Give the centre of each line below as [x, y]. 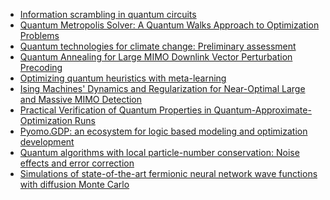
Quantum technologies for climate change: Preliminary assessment [158, 46]
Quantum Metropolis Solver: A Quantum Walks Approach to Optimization [169, 25]
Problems [39, 35]
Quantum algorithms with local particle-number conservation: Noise [159, 152]
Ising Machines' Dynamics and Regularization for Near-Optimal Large [162, 88]
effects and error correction [77, 163]
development [47, 142]
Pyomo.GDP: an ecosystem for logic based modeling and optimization [163, 131]
